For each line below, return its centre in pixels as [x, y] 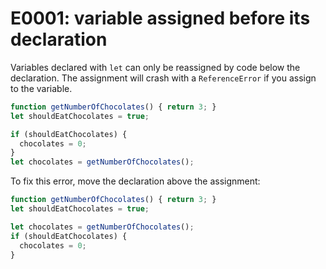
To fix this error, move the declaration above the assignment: [135, 181]
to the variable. [41, 88]
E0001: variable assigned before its [160, 18]
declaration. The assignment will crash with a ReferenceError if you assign [163, 78]
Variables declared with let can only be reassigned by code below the [155, 67]
